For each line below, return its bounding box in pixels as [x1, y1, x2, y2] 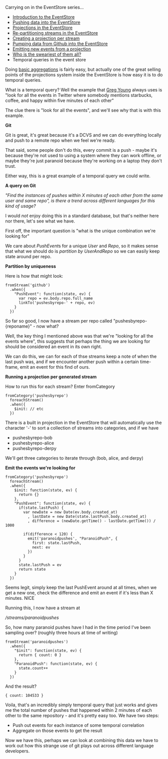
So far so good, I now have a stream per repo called [5, 318, 112, 323]
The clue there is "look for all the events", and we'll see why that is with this [5, 107, 161, 113]
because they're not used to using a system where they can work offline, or [5, 153, 161, 158]
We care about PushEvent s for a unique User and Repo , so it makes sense [5, 243, 158, 249]
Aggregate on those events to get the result [12, 728, 103, 733]
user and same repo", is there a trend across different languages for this [5, 198, 155, 203]
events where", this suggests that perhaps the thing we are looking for [5, 339, 150, 344]
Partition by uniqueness [5, 263, 56, 269]
